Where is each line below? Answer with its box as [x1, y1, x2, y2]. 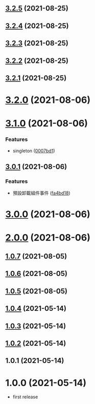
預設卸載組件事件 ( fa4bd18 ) [12, 190, 70, 196]
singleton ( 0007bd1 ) [12, 147, 55, 154]
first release [12, 394, 38, 400]
